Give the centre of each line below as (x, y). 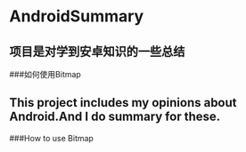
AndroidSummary (77, 16)
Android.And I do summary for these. (115, 117)
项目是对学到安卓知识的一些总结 (97, 51)
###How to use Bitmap (51, 138)
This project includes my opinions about (123, 103)
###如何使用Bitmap (45, 74)
